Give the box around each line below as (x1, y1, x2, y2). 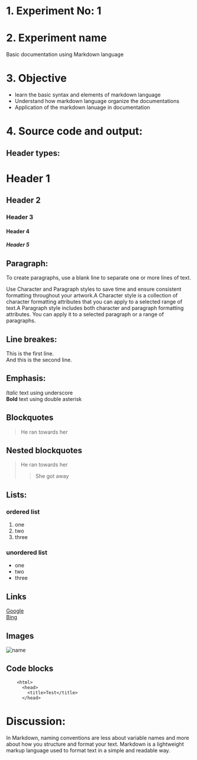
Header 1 (6, 172, 50, 185)
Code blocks (6, 663, 54, 674)
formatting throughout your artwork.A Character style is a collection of (6, 292, 178, 299)
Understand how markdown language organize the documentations (14, 98, 179, 105)
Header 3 (6, 213, 34, 222)
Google (6, 607, 24, 614)
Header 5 (6, 241, 30, 248)
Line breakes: (6, 334, 57, 344)
